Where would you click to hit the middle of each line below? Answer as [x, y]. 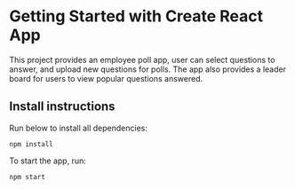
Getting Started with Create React [136, 16]
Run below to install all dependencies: [79, 128]
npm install [31, 144]
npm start [28, 177]
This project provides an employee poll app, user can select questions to [142, 59]
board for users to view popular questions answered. [106, 78]
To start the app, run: [48, 161]
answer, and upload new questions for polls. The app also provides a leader [148, 69]
